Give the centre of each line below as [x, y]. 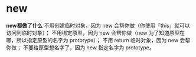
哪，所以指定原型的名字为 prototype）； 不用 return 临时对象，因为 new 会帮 [98, 40]
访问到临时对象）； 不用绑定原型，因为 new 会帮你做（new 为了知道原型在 [96, 33]
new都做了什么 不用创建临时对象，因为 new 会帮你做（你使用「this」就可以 [98, 25]
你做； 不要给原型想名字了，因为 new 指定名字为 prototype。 [80, 47]
